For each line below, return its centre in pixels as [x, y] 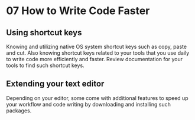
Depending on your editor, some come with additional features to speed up [97, 98]
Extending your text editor [55, 84]
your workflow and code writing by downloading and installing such [89, 104]
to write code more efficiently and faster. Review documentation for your [95, 59]
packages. [19, 111]
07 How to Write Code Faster [78, 11]
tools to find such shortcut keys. [45, 65]
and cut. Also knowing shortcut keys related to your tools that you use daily [98, 53]
